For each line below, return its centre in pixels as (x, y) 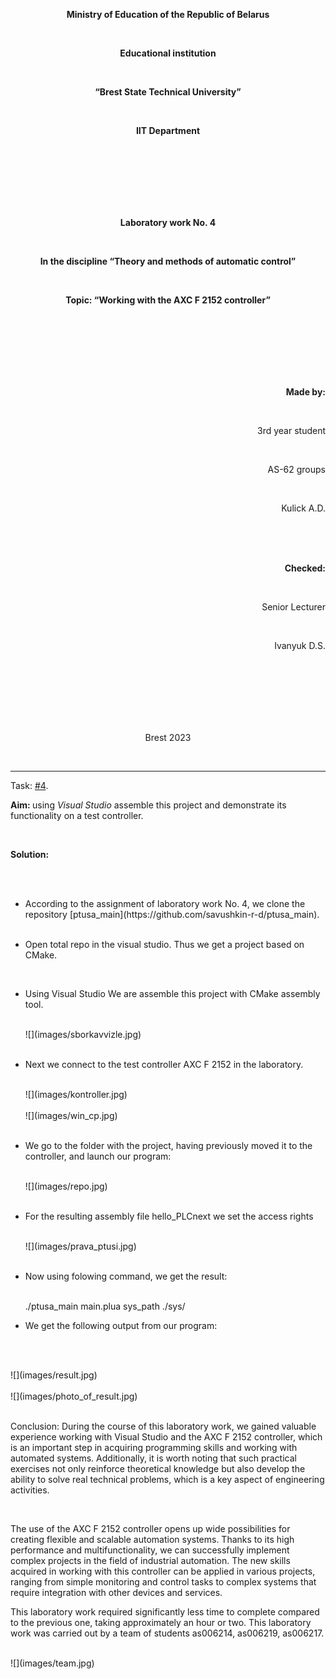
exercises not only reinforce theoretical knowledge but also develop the (158, 1468)
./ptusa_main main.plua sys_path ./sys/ (105, 1306)
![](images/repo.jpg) (66, 1186)
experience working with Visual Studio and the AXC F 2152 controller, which (166, 1437)
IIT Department (168, 130)
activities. (30, 1490)
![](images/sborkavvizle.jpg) (83, 1034)
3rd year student (291, 430)
